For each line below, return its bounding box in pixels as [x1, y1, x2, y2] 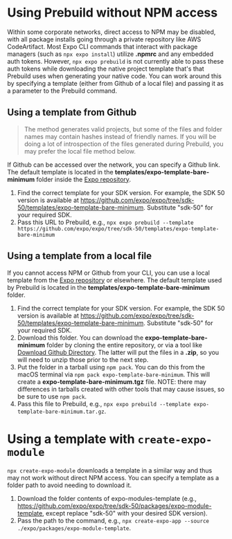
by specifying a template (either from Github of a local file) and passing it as [7, 79, 224, 87]
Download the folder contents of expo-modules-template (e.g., [17, 494, 197, 502]
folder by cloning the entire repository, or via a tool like [46, 340, 203, 349]
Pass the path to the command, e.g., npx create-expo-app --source [17, 516, 210, 524]
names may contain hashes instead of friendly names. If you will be [24, 132, 217, 140]
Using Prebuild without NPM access [7, 5, 218, 21]
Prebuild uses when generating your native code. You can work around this [7, 71, 222, 80]
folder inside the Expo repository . [36, 175, 132, 183]
